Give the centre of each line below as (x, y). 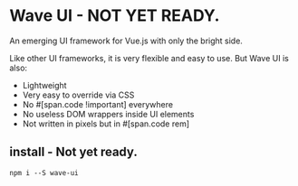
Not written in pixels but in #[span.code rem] (106, 124)
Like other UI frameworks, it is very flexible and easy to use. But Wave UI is (149, 58)
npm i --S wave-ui (44, 172)
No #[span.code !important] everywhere (98, 104)
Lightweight (44, 85)
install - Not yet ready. (73, 152)
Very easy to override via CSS (78, 95)
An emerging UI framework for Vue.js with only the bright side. (126, 41)
